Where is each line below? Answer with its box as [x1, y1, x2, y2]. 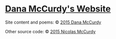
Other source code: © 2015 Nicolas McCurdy [5, 28, 96, 34]
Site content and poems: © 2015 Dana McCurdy [5, 19, 101, 25]
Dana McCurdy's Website [5, 3, 111, 14]
